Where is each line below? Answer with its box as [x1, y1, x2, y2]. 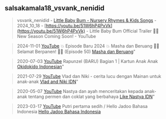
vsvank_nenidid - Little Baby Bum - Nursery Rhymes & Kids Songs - [16, 17, 157, 23]
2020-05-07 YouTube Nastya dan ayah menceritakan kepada [16, 88, 143, 94]
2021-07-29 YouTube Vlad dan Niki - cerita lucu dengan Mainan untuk [16, 73, 161, 79]
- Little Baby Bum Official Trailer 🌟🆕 [86, 27, 159, 34]
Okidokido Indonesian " [16, 63, 64, 69]
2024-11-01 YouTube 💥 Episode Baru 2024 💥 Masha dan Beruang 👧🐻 [16, 42, 159, 49]
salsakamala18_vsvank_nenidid [4, 4, 104, 12]
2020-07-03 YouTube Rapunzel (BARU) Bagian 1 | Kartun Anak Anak [16, 58, 158, 64]
